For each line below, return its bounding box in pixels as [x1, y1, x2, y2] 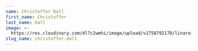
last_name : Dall [5, 19, 46, 25]
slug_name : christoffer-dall [5, 36, 77, 42]
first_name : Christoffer [5, 14, 67, 20]
